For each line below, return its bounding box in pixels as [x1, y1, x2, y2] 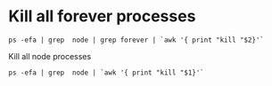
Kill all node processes [8, 51, 92, 61]
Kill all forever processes [8, 6, 196, 27]
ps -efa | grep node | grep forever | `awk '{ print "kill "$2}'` [8, 35, 265, 44]
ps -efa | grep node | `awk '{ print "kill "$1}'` [8, 68, 204, 77]
